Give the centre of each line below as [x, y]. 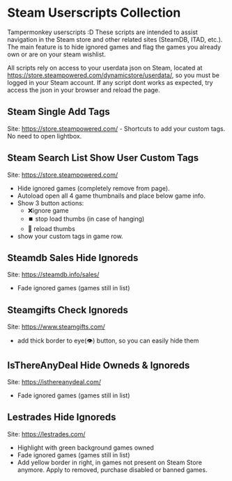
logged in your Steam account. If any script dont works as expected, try [110, 82]
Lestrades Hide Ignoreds [62, 417]
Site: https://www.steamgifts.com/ [56, 327]
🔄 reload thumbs [51, 228]
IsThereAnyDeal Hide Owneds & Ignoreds [99, 365]
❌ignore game [48, 210]
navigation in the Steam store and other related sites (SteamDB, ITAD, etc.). [115, 39]
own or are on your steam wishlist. [56, 54]
